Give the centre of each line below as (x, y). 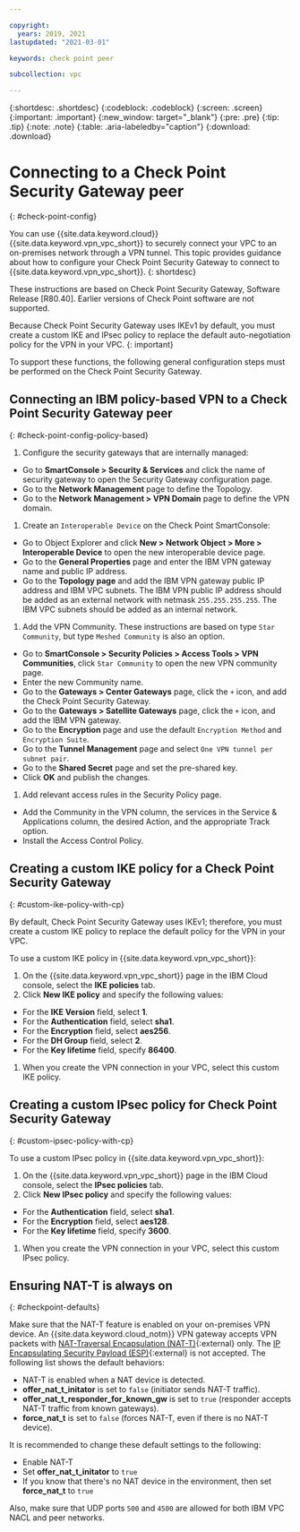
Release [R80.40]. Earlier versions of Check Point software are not (132, 299)
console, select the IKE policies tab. (89, 985)
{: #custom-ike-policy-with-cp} (67, 904)
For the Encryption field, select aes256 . (97, 1030)
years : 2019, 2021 (52, 34)
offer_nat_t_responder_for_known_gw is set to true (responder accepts (157, 1399)
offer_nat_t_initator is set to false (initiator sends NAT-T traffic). (141, 1390)
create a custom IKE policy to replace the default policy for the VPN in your (147, 931)
